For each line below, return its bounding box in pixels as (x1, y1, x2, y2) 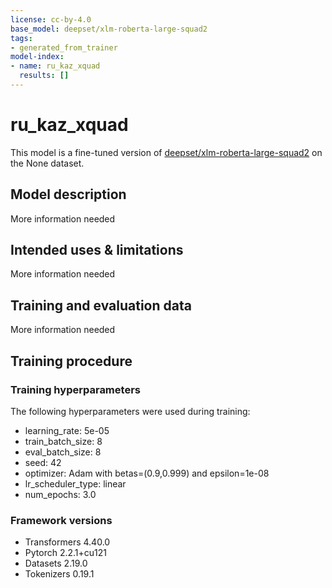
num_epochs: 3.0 (24, 488, 97, 500)
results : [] (19, 71, 70, 81)
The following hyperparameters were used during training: (10, 405, 251, 417)
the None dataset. (10, 157, 85, 169)
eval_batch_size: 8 (24, 446, 102, 458)
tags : (10, 33, 33, 43)
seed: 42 (24, 456, 62, 468)
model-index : (10, 52, 65, 62)
